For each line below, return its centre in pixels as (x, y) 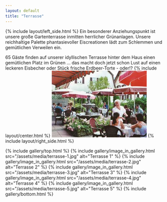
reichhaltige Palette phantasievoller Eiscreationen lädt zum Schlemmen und (84, 42)
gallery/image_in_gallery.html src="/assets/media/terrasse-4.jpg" (73, 178)
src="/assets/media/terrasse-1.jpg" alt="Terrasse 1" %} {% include (75, 156)
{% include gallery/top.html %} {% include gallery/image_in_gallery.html (80, 151)
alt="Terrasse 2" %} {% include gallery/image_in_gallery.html (69, 167)
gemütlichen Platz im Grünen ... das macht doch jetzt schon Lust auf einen (83, 62)
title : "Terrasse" (25, 16)
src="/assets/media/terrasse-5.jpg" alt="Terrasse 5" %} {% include (76, 188)
